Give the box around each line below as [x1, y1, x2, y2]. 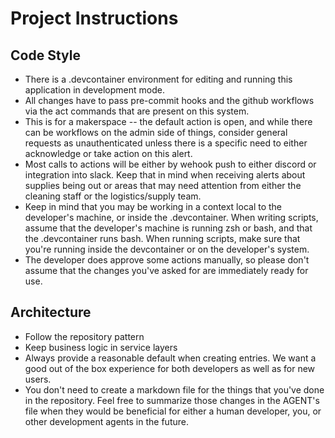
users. [24, 373, 52, 385]
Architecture [10, 304, 92, 321]
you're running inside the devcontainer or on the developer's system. [24, 243, 310, 255]
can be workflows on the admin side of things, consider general [24, 127, 288, 138]
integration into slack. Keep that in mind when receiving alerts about [24, 169, 306, 181]
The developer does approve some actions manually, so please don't [24, 254, 310, 266]
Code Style [10, 47, 81, 64]
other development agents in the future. [24, 415, 189, 427]
